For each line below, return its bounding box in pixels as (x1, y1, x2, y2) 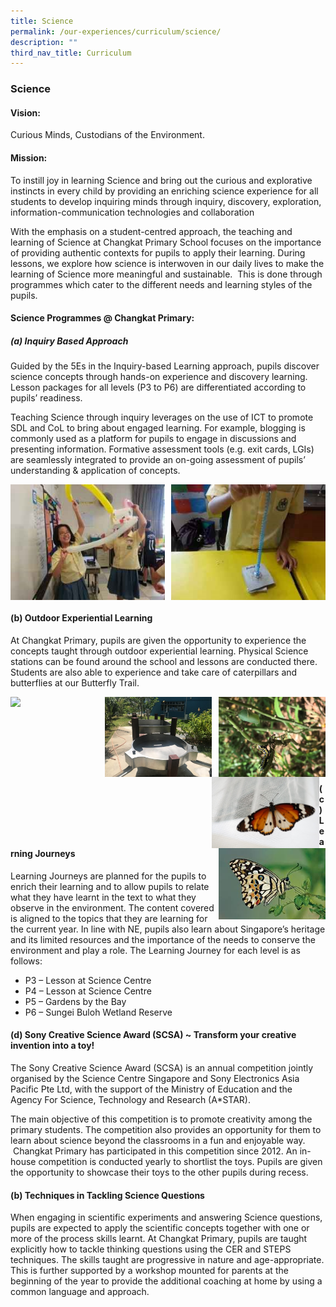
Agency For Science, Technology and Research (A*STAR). (10, 1093, 251, 1105)
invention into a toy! (10, 1040, 95, 1052)
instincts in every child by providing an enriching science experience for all (10, 185, 319, 197)
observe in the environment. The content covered (10, 901, 215, 914)
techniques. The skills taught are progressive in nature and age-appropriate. (10, 1254, 325, 1266)
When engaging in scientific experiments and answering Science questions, (10, 1211, 323, 1224)
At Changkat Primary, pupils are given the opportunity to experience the (10, 634, 307, 646)
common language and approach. (10, 1286, 150, 1298)
